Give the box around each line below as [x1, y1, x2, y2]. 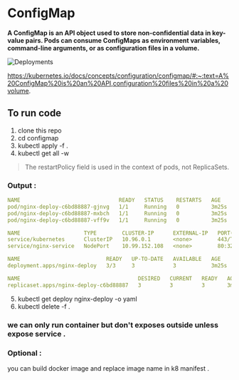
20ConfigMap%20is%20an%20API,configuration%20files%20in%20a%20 [7, 78, 229, 87]
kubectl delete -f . [17, 302, 70, 311]
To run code [7, 107, 62, 119]
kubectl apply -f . [17, 141, 69, 150]
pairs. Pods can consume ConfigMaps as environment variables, [25, 36, 221, 44]
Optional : [7, 348, 42, 358]
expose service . [7, 329, 66, 339]
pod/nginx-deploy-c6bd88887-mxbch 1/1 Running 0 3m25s [7, 210, 228, 217]
